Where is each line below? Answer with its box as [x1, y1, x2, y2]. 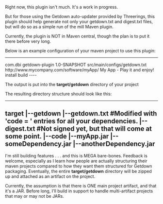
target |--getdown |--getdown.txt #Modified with [5, 109, 157, 118]
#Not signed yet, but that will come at [36, 125, 152, 133]
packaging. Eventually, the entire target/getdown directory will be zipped [5, 168, 152, 174]
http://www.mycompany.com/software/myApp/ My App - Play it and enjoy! [5, 67, 154, 72]
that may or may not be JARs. [5, 193, 64, 199]
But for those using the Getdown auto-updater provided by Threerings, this [5, 14, 155, 19]
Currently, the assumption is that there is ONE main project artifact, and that [5, 183, 157, 188]
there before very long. [5, 38, 51, 44]
